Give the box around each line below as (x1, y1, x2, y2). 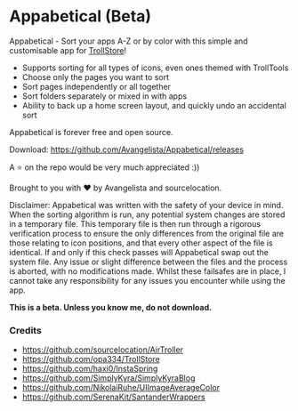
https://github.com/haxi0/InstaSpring (21, 363, 158, 375)
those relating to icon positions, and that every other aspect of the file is (9, 238, 273, 248)
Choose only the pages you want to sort (21, 71, 170, 82)
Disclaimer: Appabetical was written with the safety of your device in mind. (9, 199, 284, 210)
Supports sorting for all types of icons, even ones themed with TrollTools (21, 62, 289, 73)
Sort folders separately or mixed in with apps (21, 91, 188, 101)
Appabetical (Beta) (9, 6, 152, 27)
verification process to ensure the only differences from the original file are (9, 228, 285, 238)
